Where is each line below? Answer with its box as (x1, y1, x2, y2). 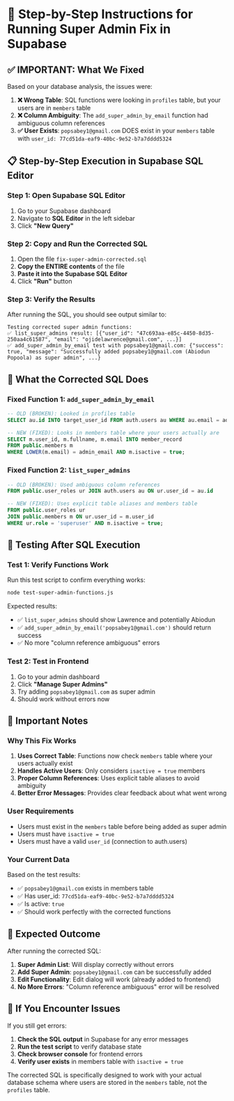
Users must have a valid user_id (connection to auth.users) (17, 837, 188, 845)
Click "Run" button (17, 277, 72, 285)
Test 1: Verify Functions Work (7, 560, 109, 570)
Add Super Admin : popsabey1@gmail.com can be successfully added (17, 968, 212, 976)
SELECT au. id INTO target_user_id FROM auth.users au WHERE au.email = (7, 416, 219, 423)
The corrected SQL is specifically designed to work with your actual (7, 1070, 202, 1079)
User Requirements (7, 806, 75, 816)
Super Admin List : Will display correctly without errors (17, 960, 174, 968)
